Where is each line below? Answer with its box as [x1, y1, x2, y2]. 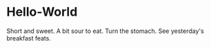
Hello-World [6, 4, 78, 20]
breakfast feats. [6, 34, 51, 42]
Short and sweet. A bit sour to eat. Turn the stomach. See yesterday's [6, 27, 204, 35]
